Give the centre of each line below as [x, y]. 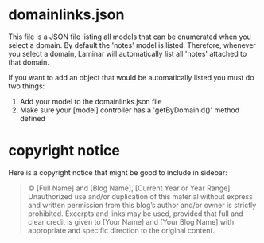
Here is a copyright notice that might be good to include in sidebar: [118, 172]
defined [33, 118]
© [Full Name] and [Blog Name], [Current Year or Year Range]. [130, 188]
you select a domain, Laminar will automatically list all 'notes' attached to [128, 53]
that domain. [29, 62]
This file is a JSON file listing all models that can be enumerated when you [130, 37]
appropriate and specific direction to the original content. [121, 230]
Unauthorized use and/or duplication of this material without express [140, 196]
